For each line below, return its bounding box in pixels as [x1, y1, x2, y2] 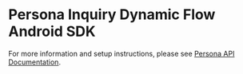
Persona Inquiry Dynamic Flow [8, 6, 216, 24]
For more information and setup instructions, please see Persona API [8, 49, 235, 58]
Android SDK [8, 22, 96, 41]
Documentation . [8, 57, 62, 67]
